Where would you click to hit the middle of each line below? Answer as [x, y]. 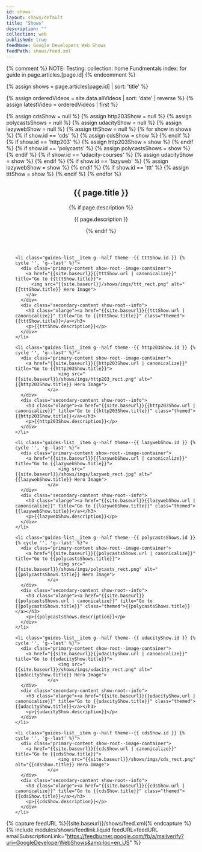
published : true [26, 40]
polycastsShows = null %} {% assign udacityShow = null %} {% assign [94, 122]
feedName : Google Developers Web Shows [56, 46]
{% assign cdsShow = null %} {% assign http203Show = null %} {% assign [99, 116]
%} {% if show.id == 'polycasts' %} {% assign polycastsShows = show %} [98, 148]
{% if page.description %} [101, 207]
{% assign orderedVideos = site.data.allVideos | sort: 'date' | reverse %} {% [100, 98]
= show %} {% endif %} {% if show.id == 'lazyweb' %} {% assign [87, 161]
